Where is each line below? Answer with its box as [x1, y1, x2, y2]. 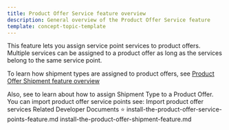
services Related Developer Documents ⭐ [7, 105, 125, 113]
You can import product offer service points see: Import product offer [7, 98, 204, 106]
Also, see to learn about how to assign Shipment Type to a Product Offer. [7, 90, 214, 98]
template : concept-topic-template [7, 23, 107, 30]
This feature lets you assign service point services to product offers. [7, 42, 201, 50]
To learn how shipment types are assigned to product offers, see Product [7, 69, 215, 78]
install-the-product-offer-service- [126, 105, 222, 113]
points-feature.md [7, 115, 58, 124]
